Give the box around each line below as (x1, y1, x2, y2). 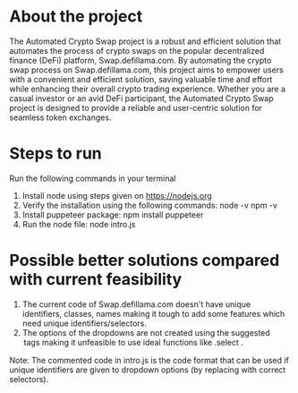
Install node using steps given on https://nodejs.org (21, 190, 212, 201)
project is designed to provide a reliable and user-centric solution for (9, 102, 262, 113)
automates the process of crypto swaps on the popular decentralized (9, 45, 265, 56)
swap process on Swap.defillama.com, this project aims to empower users (9, 64, 284, 75)
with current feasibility (9, 269, 183, 290)
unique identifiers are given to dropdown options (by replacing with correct (9, 364, 286, 375)
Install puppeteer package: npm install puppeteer (21, 209, 204, 220)
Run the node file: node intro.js (21, 218, 136, 229)
